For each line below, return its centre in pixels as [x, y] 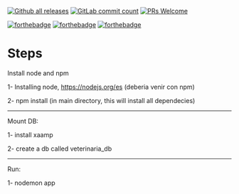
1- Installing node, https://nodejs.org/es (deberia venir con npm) [101, 87]
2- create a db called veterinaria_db [60, 149]
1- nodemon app [31, 183]
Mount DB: [23, 121]
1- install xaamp [30, 134]
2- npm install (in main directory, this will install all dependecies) [101, 100]
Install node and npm [38, 73]
